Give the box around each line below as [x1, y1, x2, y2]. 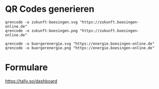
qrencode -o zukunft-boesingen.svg [5, 20, 78, 25]
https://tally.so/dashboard [5, 78, 57, 84]
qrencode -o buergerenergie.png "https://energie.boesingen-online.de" [5, 45, 155, 50]
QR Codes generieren [5, 3, 95, 15]
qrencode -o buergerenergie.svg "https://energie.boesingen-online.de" [5, 41, 155, 46]
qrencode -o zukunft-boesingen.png [5, 28, 78, 33]
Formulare [5, 62, 48, 73]
